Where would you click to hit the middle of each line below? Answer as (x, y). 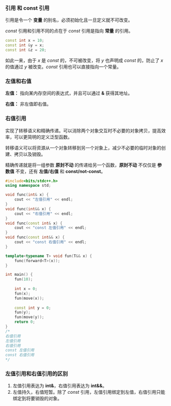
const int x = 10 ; (25, 41)
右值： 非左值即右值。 (28, 104)
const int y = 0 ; (33, 308)
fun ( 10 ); (24, 279)
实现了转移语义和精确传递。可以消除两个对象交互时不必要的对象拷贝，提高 (83, 130)
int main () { (19, 275)
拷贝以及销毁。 (30, 154)
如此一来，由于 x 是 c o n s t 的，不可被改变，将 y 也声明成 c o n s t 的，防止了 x (84, 60)
